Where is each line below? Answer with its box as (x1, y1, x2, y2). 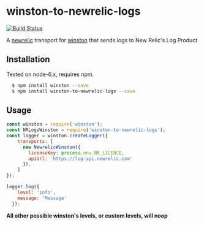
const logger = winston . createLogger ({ (6, 133, 108, 139)
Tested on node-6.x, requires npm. (6, 71, 94, 78)
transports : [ (17, 138, 53, 145)
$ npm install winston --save (12, 82, 89, 88)
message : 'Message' (17, 195, 67, 201)
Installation (6, 54, 50, 65)
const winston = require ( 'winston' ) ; (6, 121, 103, 128)
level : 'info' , (17, 189, 56, 196)
